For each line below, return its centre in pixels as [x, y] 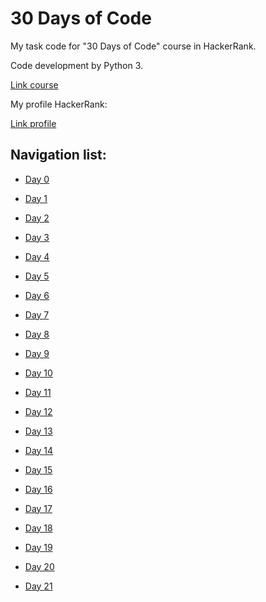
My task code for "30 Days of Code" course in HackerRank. [133, 46]
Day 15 [38, 469]
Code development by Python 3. [77, 65]
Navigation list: [58, 155]
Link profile [33, 123]
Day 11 [38, 392]
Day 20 [39, 566]
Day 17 [38, 508]
